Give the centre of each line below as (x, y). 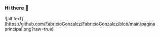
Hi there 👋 (17, 8)
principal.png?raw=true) (29, 29)
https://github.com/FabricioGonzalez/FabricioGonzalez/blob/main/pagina (81, 24)
